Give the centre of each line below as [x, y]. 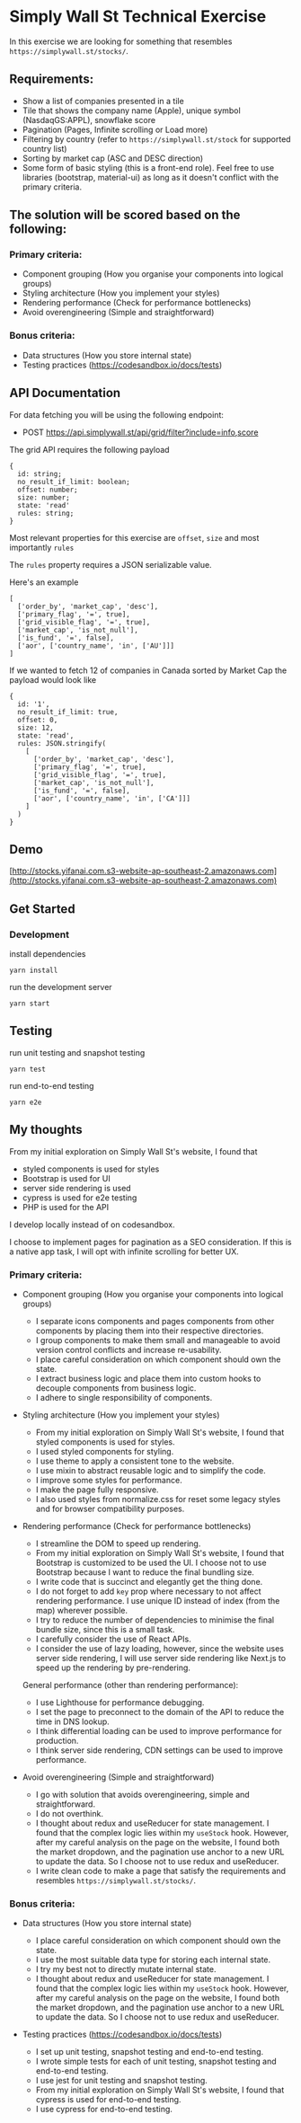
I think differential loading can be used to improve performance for [159, 1730]
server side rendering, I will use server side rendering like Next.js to [160, 1658]
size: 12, [35, 728]
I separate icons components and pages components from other [155, 1321]
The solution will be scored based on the [125, 215]
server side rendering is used [77, 1188]
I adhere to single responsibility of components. [124, 1397]
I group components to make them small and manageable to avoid [158, 1340]
